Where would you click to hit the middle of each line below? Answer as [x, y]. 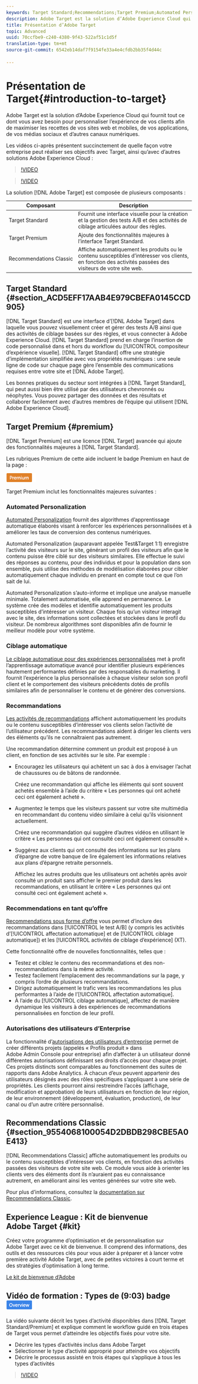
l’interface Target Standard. [111, 241]
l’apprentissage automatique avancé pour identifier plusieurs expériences [95, 665]
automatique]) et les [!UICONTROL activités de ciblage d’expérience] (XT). [96, 940]
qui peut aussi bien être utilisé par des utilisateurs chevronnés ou [85, 389]
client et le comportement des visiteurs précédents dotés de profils [88, 684]
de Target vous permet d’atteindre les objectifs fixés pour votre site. [88, 1333]
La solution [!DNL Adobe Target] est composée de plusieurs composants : [96, 192]
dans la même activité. [87, 969]
